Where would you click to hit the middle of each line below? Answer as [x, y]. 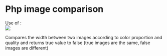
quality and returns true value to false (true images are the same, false [78, 43]
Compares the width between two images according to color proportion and [84, 37]
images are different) [27, 48]
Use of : [13, 23]
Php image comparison [54, 9]
